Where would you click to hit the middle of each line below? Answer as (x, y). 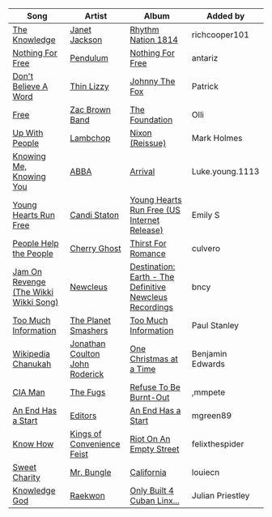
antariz (205, 58)
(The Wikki (33, 292)
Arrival (142, 171)
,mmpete (208, 392)
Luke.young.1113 (225, 171)
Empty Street (154, 449)
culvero (206, 248)
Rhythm (144, 30)
